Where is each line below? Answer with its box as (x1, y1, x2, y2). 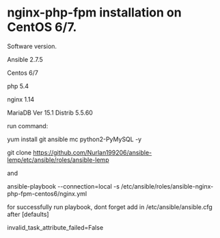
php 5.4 (7, 82, 29, 90)
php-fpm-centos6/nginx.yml (7, 189, 87, 198)
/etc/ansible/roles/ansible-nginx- (120, 182, 214, 190)
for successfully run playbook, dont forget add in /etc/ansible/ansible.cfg (7, 202, 213, 211)
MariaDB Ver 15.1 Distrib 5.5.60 (7, 108, 94, 117)
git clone (7, 148, 32, 156)
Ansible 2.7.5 (7, 55, 43, 63)
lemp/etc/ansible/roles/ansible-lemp (7, 156, 109, 164)
